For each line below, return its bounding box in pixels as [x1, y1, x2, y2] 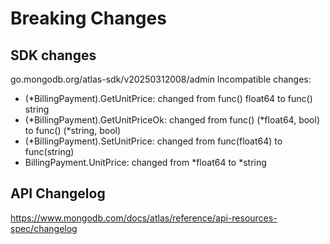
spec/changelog [10, 222, 78, 234]
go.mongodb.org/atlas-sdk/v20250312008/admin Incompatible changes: [10, 73, 312, 85]
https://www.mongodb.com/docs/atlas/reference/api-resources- [10, 212, 278, 224]
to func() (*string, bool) [24, 125, 122, 136]
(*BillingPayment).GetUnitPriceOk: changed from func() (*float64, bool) [24, 114, 320, 126]
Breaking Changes [10, 7, 167, 30]
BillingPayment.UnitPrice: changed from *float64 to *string [24, 157, 267, 168]
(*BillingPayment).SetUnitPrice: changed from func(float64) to [24, 135, 283, 147]
